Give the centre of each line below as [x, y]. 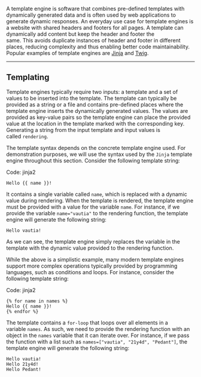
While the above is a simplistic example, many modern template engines [95, 259]
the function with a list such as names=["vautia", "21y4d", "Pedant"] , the [97, 341]
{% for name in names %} [37, 301]
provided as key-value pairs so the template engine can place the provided [98, 117]
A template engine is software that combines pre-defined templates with [95, 9]
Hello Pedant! [24, 369]
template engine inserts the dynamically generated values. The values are [97, 111]
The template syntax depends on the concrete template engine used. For [96, 148]
